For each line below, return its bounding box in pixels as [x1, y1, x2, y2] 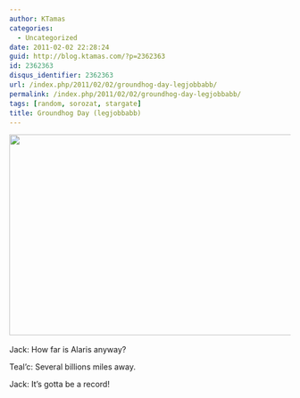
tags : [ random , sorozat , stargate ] [9, 99, 142, 108]
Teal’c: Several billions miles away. [9, 361, 137, 372]
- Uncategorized [17, 33, 78, 42]
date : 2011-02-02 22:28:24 [9, 43, 110, 52]
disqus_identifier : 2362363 [9, 71, 114, 80]
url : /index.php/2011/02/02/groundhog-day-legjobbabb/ [9, 80, 218, 89]
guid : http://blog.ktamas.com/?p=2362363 [9, 52, 166, 62]
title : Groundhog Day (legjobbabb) [9, 108, 142, 118]
